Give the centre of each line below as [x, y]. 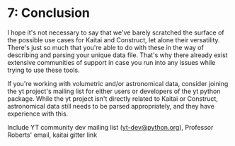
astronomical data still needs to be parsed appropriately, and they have [111, 106]
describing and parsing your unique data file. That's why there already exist [117, 55]
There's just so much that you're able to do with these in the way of [105, 47]
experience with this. [38, 114]
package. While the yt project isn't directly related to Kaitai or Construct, [113, 98]
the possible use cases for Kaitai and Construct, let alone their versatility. [114, 39]
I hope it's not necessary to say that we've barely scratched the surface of [116, 32]
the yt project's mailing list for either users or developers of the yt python [114, 91]
